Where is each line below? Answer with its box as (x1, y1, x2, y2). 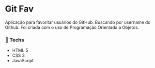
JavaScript (12, 58, 34, 64)
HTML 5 (12, 47, 29, 54)
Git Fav (5, 3, 34, 14)
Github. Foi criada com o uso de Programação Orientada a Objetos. (5, 24, 139, 30)
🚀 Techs (5, 36, 24, 43)
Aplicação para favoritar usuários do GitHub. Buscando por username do (5, 19, 151, 25)
